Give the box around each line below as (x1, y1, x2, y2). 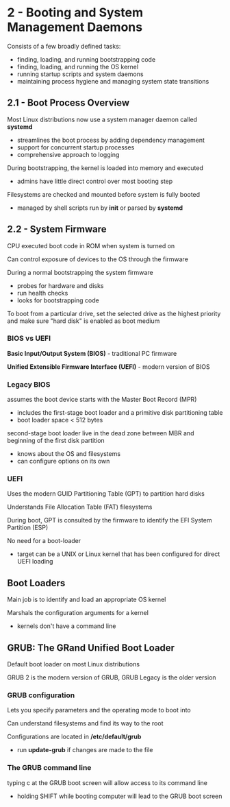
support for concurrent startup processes (16, 143, 135, 152)
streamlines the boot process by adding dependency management (16, 136, 205, 144)
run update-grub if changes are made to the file (16, 746, 153, 754)
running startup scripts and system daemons (16, 70, 144, 78)
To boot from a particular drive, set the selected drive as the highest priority (7, 309, 221, 317)
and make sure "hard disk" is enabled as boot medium (7, 317, 160, 325)
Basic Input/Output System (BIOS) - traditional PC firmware (7, 349, 177, 357)
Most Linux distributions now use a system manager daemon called (7, 115, 197, 123)
